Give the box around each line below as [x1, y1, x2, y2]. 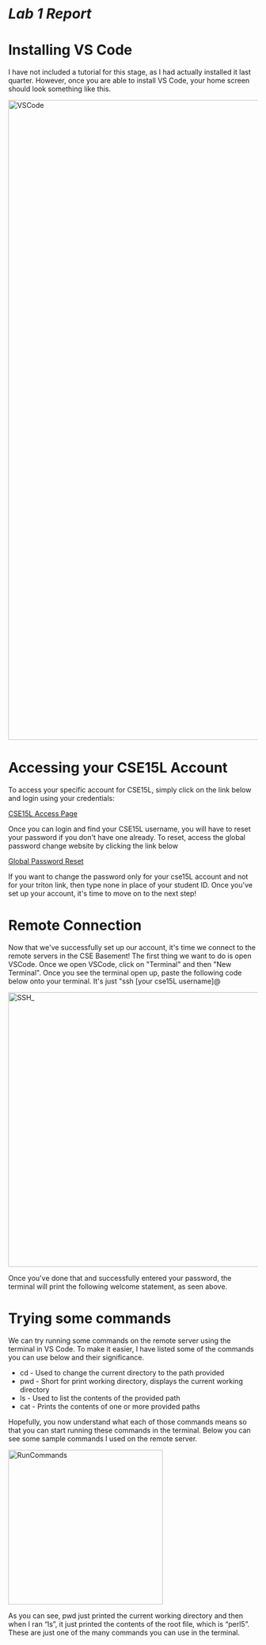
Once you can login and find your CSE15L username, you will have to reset [8, 824, 251, 834]
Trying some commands [8, 1309, 172, 1328]
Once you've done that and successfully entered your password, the [8, 1274, 232, 1283]
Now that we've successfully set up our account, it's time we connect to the [8, 943, 256, 952]
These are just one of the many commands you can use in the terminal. [8, 1628, 240, 1637]
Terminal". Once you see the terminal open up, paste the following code [8, 968, 242, 977]
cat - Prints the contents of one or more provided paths [19, 1402, 200, 1411]
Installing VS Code [8, 41, 133, 59]
